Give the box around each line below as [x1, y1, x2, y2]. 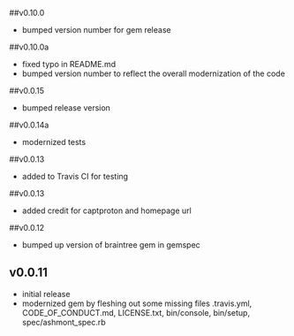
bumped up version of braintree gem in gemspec [21, 240, 200, 250]
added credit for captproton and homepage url [21, 205, 192, 216]
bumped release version [21, 103, 110, 113]
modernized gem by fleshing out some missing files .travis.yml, [21, 298, 253, 309]
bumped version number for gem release [21, 25, 171, 34]
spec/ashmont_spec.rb [21, 317, 106, 327]
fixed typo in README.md [21, 59, 117, 69]
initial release [21, 288, 71, 299]
